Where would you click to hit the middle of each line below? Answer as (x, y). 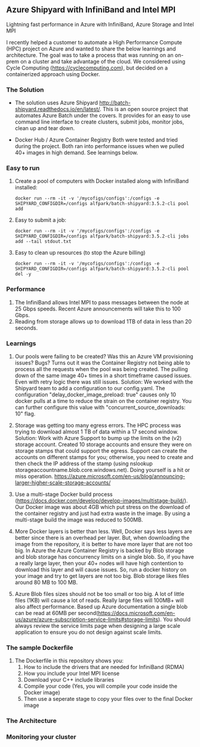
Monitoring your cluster (41, 737)
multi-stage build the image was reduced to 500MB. (79, 520)
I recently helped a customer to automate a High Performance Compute (94, 42)
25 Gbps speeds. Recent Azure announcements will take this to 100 (98, 309)
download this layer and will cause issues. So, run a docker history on (101, 570)
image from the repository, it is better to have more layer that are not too (104, 544)
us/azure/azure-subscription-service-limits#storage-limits (87, 619)
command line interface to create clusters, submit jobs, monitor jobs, (99, 122)
